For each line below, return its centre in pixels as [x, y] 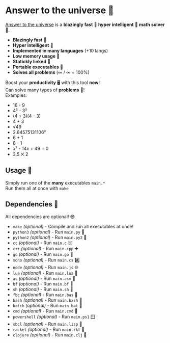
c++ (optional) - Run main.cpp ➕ [45, 248]
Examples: [16, 95]
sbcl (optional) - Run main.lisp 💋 [47, 324]
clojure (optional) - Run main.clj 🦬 [50, 335]
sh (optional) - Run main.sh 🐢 [43, 289]
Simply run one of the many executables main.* [55, 182]
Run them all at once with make [37, 188]
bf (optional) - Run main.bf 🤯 [43, 284]
